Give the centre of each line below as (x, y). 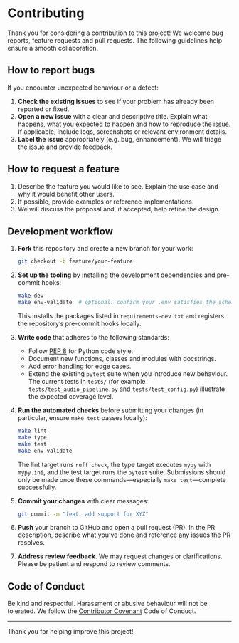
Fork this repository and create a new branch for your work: (105, 249)
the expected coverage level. (71, 396)
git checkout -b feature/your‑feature (75, 261)
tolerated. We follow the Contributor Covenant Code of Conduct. (102, 611)
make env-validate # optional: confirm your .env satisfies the (116, 303)
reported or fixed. (43, 109)
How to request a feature (63, 169)
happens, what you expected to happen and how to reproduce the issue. (124, 124)
